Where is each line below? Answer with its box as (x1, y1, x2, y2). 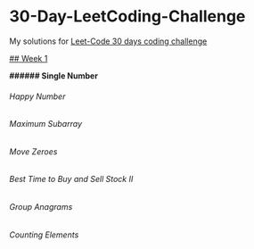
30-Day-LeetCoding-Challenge (9, 6, 246, 27)
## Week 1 (9, 53, 48, 63)
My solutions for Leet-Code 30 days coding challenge (9, 36, 208, 46)
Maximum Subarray (9, 119, 83, 129)
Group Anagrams (9, 201, 73, 212)
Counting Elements (9, 229, 79, 240)
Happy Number (9, 91, 66, 102)
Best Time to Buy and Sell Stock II (9, 174, 134, 185)
